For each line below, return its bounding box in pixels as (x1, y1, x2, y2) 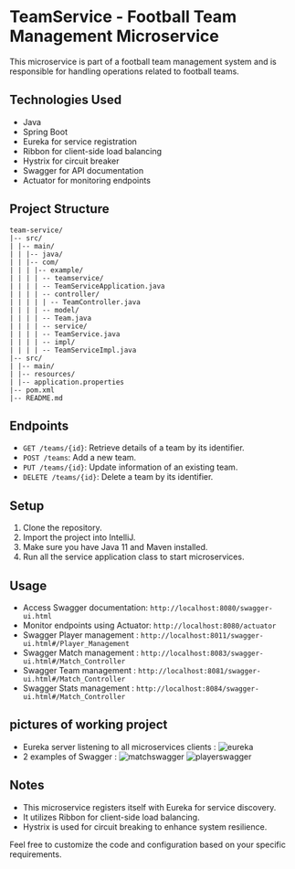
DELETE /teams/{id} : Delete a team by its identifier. (22, 472, 214, 482)
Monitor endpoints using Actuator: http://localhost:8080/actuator (22, 620, 277, 631)
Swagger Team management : (22, 665, 137, 675)
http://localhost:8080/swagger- (150, 604, 273, 613)
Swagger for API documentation (22, 164, 144, 175)
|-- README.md (9, 393, 64, 403)
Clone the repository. (22, 523, 102, 534)
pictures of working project (9, 717, 168, 733)
